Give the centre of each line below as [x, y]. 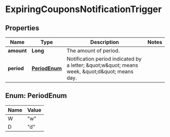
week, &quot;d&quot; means [100, 72]
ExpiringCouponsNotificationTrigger [83, 9]
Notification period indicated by [104, 59]
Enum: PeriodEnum [36, 96]
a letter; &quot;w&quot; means [102, 65]
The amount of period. [93, 51]
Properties [22, 28]
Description [105, 42]
